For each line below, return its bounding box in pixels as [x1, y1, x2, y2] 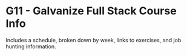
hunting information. [5, 43, 56, 50]
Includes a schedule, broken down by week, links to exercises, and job [5, 36, 182, 43]
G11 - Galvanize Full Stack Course [5, 4, 177, 18]
